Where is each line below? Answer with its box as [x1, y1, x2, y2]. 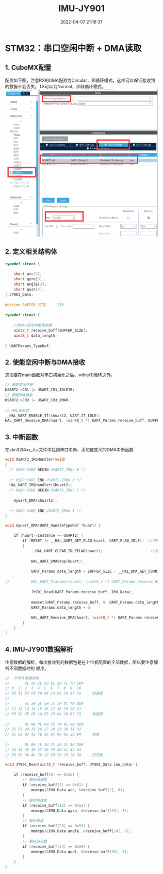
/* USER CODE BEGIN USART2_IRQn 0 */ [9, 467, 86, 472]
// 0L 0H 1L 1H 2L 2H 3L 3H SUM [5, 743, 83, 747]
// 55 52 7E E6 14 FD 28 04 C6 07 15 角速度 [5, 711, 103, 716]
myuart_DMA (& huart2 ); [14, 498, 57, 503]
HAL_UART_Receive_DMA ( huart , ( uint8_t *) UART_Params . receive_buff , [5, 418, 147, 423]
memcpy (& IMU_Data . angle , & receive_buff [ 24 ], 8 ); [31, 829, 131, 834]
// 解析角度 [22, 819, 44, 823]
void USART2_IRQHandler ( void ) [5, 457, 66, 462]
